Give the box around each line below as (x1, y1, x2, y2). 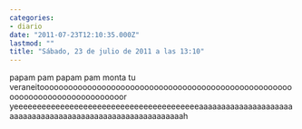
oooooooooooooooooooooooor (9, 92, 127, 103)
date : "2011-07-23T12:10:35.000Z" (9, 30, 141, 39)
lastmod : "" (9, 38, 54, 48)
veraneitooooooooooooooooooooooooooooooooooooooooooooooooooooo (9, 82, 293, 93)
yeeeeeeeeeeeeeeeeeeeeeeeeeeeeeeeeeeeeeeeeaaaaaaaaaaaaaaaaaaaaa (9, 101, 293, 112)
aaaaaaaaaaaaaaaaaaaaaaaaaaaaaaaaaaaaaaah (9, 111, 189, 122)
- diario (9, 22, 43, 31)
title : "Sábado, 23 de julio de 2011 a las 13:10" (9, 47, 205, 56)
